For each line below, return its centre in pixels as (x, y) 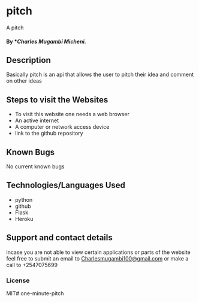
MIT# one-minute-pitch (35, 293)
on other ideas (24, 81)
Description (28, 60)
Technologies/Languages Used (66, 185)
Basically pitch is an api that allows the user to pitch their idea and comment (100, 75)
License (18, 280)
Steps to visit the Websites (57, 100)
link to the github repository (49, 134)
